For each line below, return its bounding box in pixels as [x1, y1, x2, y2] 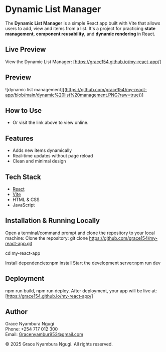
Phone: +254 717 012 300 [5, 326, 58, 332]
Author [5, 307, 28, 316]
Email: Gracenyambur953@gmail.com [5, 331, 84, 337]
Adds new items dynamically [12, 147, 72, 153]
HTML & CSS [12, 197, 40, 203]
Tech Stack [5, 172, 41, 181]
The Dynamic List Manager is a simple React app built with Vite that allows [5, 20, 160, 26]
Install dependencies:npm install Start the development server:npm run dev [5, 260, 161, 266]
